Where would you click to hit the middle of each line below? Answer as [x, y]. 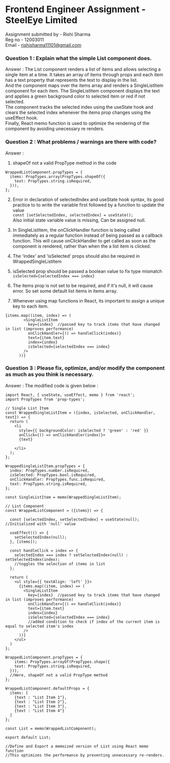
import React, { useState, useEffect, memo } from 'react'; [70, 395]
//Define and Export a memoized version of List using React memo [77, 746]
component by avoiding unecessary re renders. [55, 129]
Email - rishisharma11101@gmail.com [43, 45]
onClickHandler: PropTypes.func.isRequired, [58, 479]
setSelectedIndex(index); [32, 559]
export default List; [28, 737]
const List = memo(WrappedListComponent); [51, 728]
